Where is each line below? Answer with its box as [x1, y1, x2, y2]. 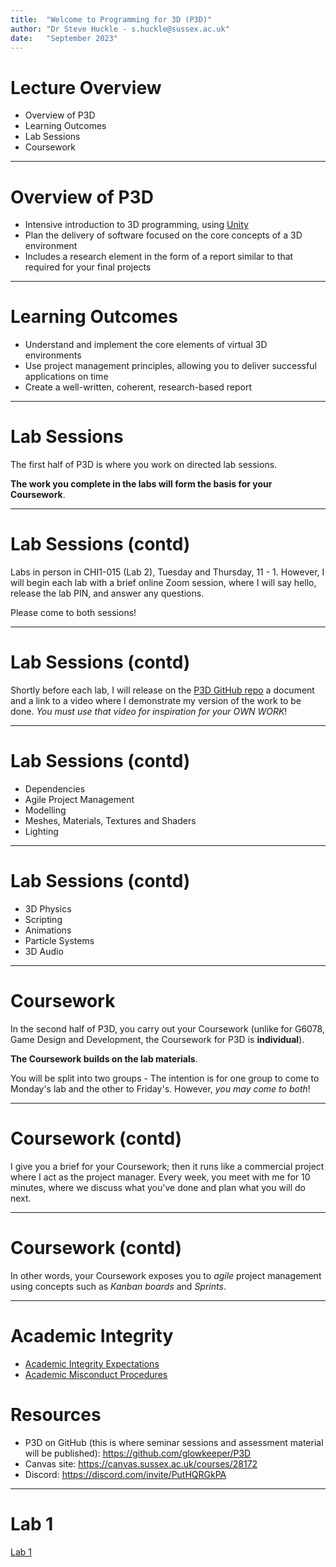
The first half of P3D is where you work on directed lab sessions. [10, 459, 278, 471]
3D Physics [24, 902, 72, 915]
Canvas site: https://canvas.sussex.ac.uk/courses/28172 [24, 1457, 258, 1470]
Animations [24, 924, 72, 936]
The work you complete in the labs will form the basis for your [10, 478, 273, 490]
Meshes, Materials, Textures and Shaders [24, 814, 197, 826]
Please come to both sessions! [10, 607, 137, 619]
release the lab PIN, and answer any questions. [10, 587, 205, 600]
